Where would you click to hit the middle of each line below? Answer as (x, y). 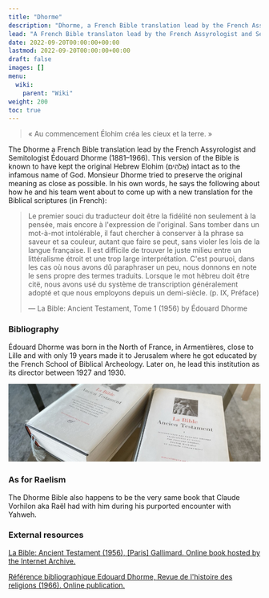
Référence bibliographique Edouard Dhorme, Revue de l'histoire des (120, 576)
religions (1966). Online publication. (67, 585)
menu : (17, 76)
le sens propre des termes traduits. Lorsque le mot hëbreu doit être (139, 276)
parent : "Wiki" (48, 93)
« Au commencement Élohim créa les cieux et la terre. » (120, 134)
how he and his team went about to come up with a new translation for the (131, 192)
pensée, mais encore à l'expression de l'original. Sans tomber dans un (144, 225)
